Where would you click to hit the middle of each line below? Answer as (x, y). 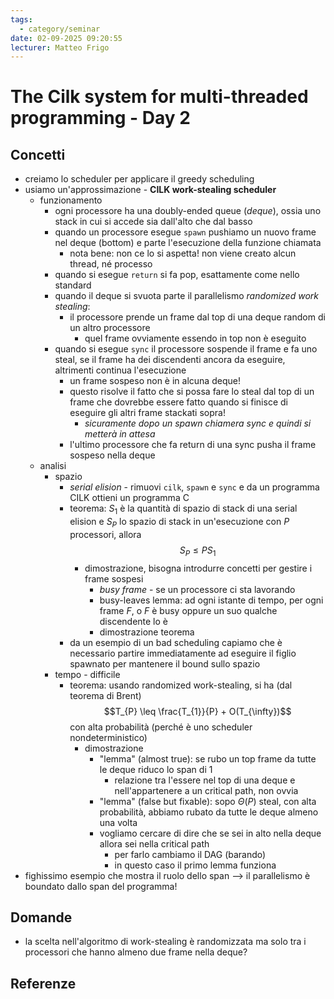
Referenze (43, 983)
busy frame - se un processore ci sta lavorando (197, 589)
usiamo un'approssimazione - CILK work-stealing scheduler (150, 190)
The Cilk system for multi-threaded (159, 97)
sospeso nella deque (112, 455)
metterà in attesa (120, 434)
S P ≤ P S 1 (198, 551)
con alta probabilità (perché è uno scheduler (161, 727)
